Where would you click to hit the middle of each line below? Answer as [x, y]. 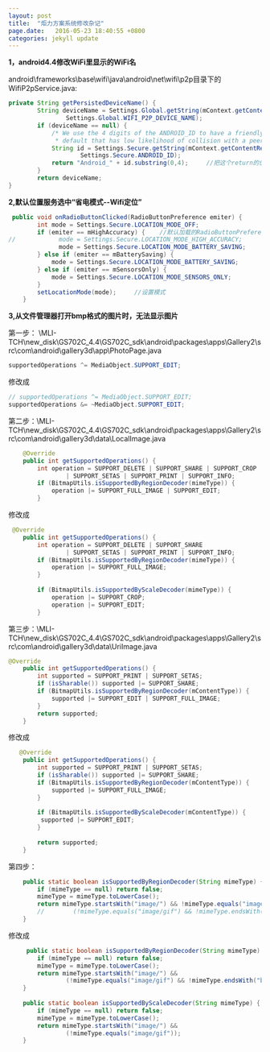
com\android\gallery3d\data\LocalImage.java [92, 438]
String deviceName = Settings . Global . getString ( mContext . [136, 111]
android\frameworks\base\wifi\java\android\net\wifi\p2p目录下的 [115, 79]
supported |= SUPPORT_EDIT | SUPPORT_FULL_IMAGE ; [136, 698]
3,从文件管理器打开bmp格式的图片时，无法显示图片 [93, 316]
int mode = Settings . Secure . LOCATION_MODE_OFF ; [118, 225]
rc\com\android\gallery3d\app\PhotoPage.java [85, 350]
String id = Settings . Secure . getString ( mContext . [136, 148]
